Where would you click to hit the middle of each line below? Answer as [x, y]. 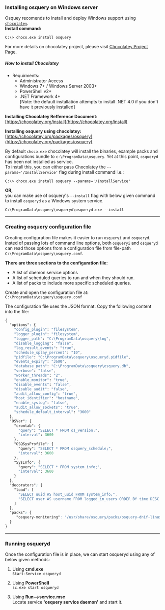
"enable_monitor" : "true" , [41, 380]
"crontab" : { [27, 426]
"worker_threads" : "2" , [38, 376]
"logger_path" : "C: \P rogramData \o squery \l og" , [62, 339]
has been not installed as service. [39, 162]
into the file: [17, 311]
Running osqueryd [28, 544]
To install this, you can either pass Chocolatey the [55, 167]
